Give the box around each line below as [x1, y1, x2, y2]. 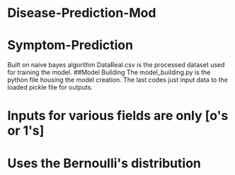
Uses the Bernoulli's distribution [7, 155, 202, 171]
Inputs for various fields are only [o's [7, 108, 229, 124]
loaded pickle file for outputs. [7, 83, 93, 92]
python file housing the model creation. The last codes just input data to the [7, 76, 229, 84]
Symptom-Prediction [7, 37, 133, 54]
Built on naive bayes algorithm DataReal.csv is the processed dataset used [7, 61, 225, 69]
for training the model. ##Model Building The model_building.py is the [7, 68, 211, 77]
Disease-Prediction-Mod [7, 5, 156, 21]
